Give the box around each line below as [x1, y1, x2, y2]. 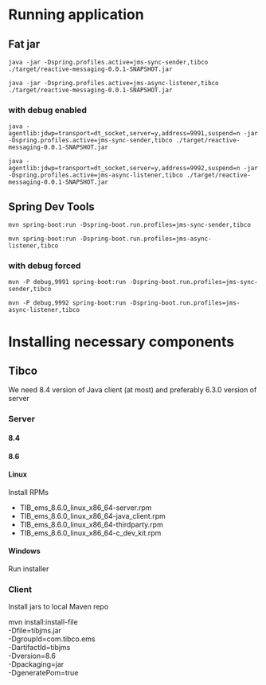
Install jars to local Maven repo [8, 602, 109, 612]
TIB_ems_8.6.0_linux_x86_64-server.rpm [19, 503, 152, 512]
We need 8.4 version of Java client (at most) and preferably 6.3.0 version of [8, 385, 257, 395]
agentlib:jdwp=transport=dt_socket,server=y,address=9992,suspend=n [8, 165, 241, 173]
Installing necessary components [8, 333, 235, 351]
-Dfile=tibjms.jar [8, 626, 62, 636]
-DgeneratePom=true [8, 668, 79, 678]
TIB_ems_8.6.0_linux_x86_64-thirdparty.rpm [19, 520, 163, 529]
